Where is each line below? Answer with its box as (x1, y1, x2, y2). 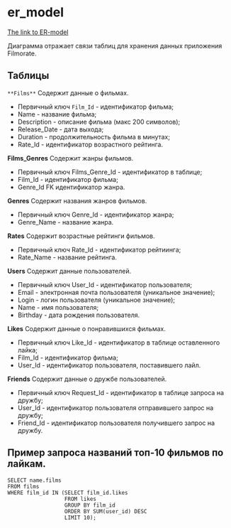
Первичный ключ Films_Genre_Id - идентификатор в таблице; (17, 168, 203, 176)
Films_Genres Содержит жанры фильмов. (7, 153, 134, 162)
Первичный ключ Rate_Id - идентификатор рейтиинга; (17, 245, 181, 254)
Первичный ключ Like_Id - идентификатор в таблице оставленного (17, 338, 220, 347)
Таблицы (7, 70, 50, 82)
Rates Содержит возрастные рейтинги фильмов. (7, 232, 155, 240)
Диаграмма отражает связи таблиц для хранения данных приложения (7, 41, 222, 50)
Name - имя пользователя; (17, 303, 99, 311)
